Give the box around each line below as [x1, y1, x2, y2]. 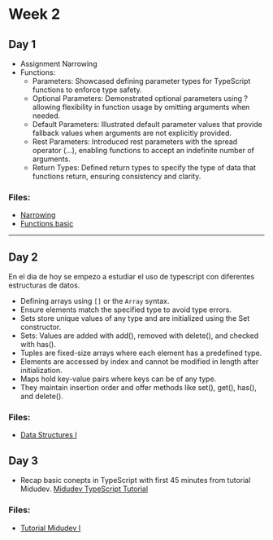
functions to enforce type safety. [32, 85, 142, 94]
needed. [32, 111, 61, 121]
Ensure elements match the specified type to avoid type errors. [19, 305, 232, 314]
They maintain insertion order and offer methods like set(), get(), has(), [19, 383, 258, 393]
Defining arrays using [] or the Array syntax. [19, 296, 170, 306]
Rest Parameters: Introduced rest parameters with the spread [32, 137, 238, 147]
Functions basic [19, 219, 74, 229]
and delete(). [19, 392, 63, 402]
